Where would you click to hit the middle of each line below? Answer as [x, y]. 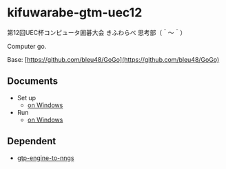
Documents [33, 81]
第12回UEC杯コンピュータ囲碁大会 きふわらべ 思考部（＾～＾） [97, 32]
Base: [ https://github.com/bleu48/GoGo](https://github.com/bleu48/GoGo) [113, 59]
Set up [27, 98]
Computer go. [27, 46]
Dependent [32, 141]
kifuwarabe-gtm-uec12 [75, 13]
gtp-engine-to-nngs [45, 158]
